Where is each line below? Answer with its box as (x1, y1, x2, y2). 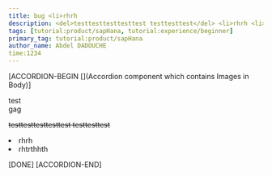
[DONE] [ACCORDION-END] (8, 160, 103, 170)
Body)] (8, 80, 32, 90)
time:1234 (8, 49, 42, 57)
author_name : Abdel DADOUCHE (8, 42, 107, 50)
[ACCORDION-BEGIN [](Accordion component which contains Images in (8, 72, 249, 81)
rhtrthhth (19, 145, 49, 153)
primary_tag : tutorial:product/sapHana (8, 34, 143, 43)
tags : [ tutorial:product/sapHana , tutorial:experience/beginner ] (8, 27, 233, 35)
